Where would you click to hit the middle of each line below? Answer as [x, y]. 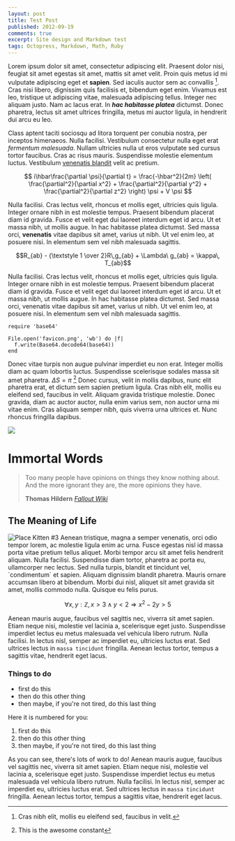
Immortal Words [55, 458]
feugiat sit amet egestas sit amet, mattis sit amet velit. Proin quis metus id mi [117, 73]
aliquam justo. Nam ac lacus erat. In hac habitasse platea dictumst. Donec [116, 104]
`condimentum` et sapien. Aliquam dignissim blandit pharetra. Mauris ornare [117, 575]
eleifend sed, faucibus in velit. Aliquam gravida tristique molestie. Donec [112, 395]
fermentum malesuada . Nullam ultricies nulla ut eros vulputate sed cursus [114, 148]
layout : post [27, 14]
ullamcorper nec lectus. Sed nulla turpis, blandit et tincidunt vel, [99, 567]
